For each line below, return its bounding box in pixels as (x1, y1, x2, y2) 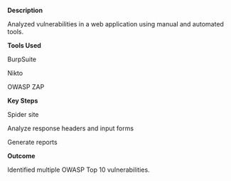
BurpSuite (7, 55, 37, 63)
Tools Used (7, 41, 41, 49)
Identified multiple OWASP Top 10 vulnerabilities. (7, 165, 151, 174)
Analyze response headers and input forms (7, 124, 134, 133)
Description (7, 6, 43, 14)
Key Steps (7, 96, 38, 105)
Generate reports (7, 138, 58, 146)
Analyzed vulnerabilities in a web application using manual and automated (7, 20, 224, 28)
